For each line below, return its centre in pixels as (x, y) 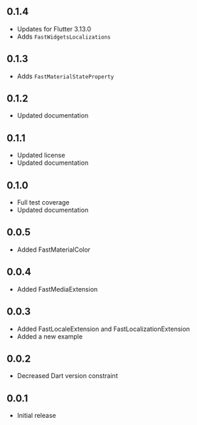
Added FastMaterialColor (53, 250)
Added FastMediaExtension (57, 289)
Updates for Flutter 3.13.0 (54, 29)
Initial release (36, 416)
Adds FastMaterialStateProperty (65, 76)
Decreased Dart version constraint (67, 376)
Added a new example (50, 336)
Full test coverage (43, 203)
